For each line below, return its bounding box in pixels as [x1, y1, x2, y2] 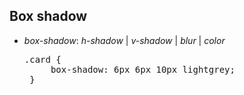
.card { [23, 54, 62, 65]
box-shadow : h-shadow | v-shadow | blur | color [23, 34, 226, 46]
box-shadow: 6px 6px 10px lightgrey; [50, 64, 236, 75]
